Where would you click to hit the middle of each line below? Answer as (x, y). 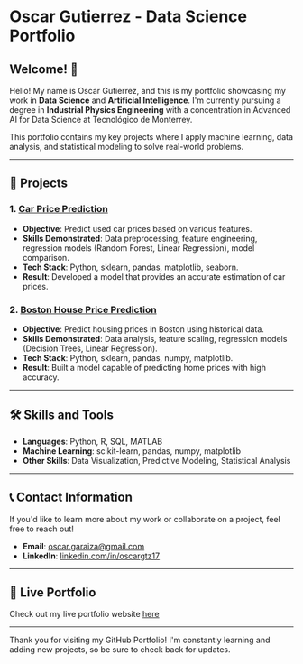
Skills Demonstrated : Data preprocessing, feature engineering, (140, 238)
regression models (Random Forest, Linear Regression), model (138, 248)
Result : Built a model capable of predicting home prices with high (144, 367)
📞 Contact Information (71, 498)
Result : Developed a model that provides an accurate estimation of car (154, 276)
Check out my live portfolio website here (84, 614)
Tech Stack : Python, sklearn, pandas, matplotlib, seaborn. (130, 267)
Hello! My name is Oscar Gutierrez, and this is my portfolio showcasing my (148, 91)
